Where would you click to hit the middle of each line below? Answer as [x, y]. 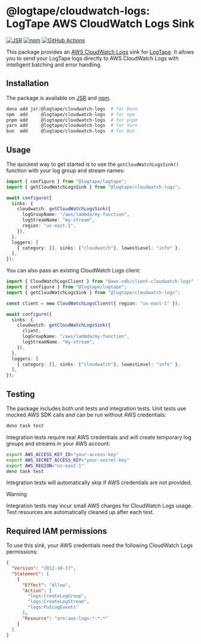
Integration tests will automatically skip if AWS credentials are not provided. [99, 482]
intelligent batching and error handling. [54, 65]
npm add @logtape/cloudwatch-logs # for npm [71, 114]
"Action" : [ [37, 591]
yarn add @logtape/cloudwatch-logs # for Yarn [72, 126]
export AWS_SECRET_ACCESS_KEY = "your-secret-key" [68, 460]
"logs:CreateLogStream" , [59, 602]
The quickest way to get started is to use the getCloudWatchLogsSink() [93, 164]
